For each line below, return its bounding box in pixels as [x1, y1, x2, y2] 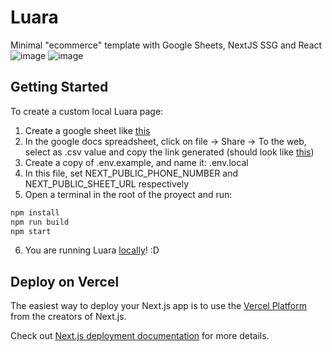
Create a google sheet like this [24, 124, 151, 136]
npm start [10, 226, 52, 236]
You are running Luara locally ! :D [24, 244, 160, 256]
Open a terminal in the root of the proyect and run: [24, 188, 233, 200]
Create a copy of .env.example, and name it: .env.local [24, 156, 249, 168]
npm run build [10, 217, 70, 227]
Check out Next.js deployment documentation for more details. [10, 330, 270, 342]
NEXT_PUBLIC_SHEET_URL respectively [24, 177, 190, 190]
